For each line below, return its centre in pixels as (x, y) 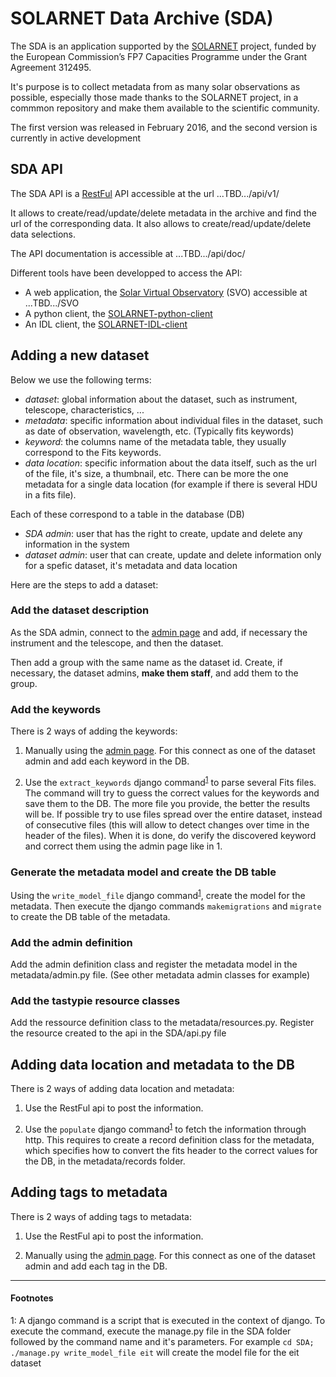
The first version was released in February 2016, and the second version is (164, 127)
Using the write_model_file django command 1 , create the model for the (158, 894)
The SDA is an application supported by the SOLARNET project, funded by (163, 46)
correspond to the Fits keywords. (93, 452)
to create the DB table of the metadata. (90, 916)
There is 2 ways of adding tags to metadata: (101, 1216)
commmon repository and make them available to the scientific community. (165, 108)
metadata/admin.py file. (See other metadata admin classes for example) (160, 975)
